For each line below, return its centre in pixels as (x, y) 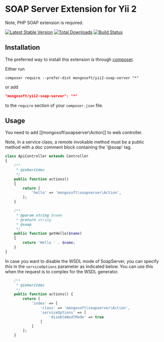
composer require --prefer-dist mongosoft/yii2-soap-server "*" (72, 78)
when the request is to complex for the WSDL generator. (62, 271)
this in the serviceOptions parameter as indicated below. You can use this (79, 266)
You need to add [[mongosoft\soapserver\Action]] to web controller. (74, 132)
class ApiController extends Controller (47, 156)
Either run (15, 69)
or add (12, 87)
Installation (23, 48)
